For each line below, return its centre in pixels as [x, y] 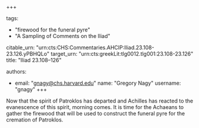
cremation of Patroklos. [35, 120]
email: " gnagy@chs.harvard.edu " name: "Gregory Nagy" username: [98, 83]
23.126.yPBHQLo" [28, 54]
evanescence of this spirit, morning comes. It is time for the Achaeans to [95, 107]
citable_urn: [20, 47]
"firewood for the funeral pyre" [52, 30]
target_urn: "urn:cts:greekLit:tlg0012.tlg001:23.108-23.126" [122, 54]
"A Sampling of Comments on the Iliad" [62, 36]
